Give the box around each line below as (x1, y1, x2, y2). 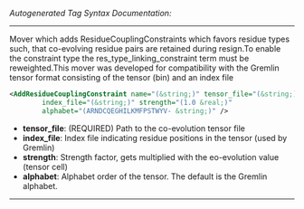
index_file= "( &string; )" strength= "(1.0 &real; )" (42, 98, 233, 107)
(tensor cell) (22, 161, 68, 172)
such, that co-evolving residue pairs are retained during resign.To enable (9, 43, 281, 53)
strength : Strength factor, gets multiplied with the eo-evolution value (22, 151, 280, 162)
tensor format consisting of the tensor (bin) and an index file (9, 72, 233, 82)
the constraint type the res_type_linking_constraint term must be (9, 53, 250, 63)
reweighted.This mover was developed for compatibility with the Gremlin (9, 62, 280, 73)
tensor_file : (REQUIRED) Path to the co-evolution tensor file (22, 122, 246, 134)
